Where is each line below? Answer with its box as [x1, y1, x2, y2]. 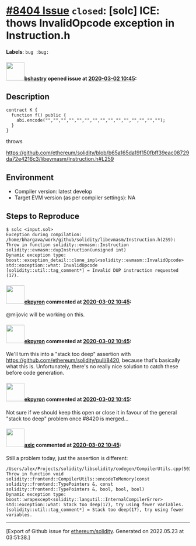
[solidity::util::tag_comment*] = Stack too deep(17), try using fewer [6, 507, 184, 513]
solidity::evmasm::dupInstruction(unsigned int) [6, 247, 127, 253]
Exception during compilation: [6, 231, 82, 237]
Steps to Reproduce [6, 211, 80, 221]
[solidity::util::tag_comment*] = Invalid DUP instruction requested [6, 267, 179, 273]
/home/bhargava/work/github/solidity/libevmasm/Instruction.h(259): [6, 237, 176, 243]
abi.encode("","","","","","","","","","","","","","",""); [16, 118, 166, 123]
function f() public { [11, 112, 66, 118]
